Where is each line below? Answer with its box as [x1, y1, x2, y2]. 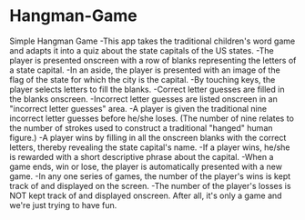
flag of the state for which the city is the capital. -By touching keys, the [9, 74, 276, 85]
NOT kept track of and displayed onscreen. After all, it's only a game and [9, 190, 282, 201]
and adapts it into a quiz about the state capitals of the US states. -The [9, 45, 275, 55]
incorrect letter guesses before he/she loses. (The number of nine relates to [9, 113, 294, 124]
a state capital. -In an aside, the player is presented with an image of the [9, 65, 280, 75]
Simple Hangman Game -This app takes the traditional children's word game [9, 35, 296, 46]
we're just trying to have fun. [9, 199, 117, 210]
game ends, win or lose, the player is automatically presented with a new [9, 161, 282, 172]
